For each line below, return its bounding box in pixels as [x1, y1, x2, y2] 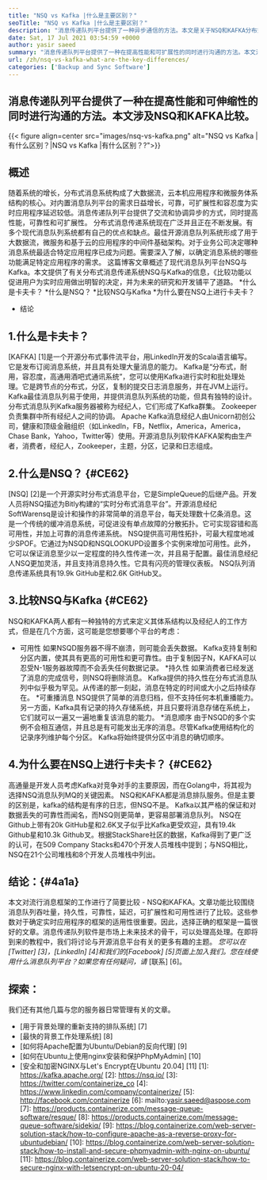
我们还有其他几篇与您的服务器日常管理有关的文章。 [8, 1005, 175, 1014]
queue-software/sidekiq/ [19, 1121, 101, 1130]
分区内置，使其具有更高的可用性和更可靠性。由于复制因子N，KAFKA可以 [19, 653, 257, 663]
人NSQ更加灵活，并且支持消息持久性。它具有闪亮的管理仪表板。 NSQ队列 [8, 559, 249, 567]
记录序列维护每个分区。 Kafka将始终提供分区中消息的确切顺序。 [19, 732, 228, 742]
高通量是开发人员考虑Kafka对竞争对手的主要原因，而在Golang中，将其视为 [8, 780, 252, 789]
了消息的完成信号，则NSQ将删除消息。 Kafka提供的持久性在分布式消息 [19, 673, 250, 682]
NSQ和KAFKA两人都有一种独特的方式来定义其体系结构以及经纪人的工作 [8, 616, 241, 626]
